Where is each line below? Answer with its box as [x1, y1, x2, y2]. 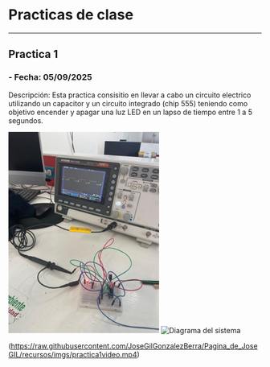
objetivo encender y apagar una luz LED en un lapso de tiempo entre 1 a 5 [8, 107, 253, 117]
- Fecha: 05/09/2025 [8, 72, 92, 83]
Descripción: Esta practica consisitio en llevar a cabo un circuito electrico [8, 90, 252, 100]
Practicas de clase [8, 6, 134, 24]
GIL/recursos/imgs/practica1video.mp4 [8, 349, 137, 359]
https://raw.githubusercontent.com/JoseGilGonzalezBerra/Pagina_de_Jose [10, 340, 259, 351]
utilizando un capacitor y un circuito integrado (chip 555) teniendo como [8, 98, 248, 108]
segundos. [8, 115, 44, 126]
